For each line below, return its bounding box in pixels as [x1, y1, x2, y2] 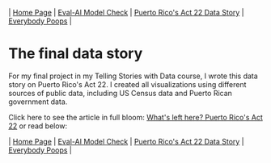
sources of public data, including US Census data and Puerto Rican [8, 88, 233, 98]
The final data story [8, 44, 143, 63]
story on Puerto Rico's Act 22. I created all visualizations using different [8, 79, 247, 89]
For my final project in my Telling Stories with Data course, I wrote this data [8, 71, 259, 81]
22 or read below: [8, 121, 68, 131]
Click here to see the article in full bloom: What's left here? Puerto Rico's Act [8, 112, 263, 122]
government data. [8, 97, 68, 107]
